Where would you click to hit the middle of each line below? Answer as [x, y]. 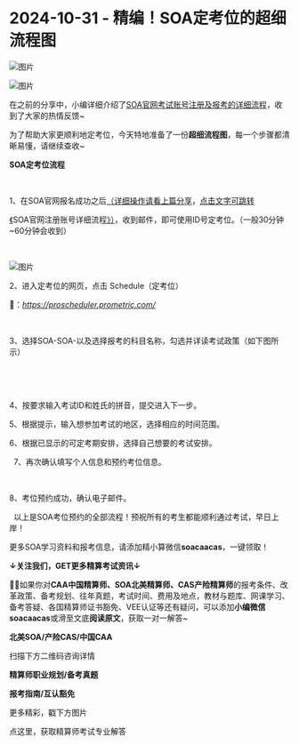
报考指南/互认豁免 [42, 693]
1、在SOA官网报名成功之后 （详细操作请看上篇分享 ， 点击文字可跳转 [132, 200]
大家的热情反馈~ [55, 116]
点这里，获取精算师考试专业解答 [68, 731]
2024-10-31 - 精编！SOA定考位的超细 [148, 18]
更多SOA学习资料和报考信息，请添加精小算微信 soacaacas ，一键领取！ [139, 547]
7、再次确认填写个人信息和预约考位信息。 [89, 461]
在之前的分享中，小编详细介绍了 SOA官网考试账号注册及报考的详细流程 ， [142, 104]
